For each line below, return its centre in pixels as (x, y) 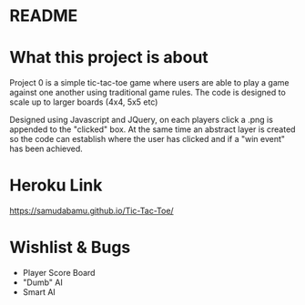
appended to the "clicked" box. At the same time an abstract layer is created (152, 129)
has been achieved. (46, 149)
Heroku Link (56, 185)
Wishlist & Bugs (70, 248)
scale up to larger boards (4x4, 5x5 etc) (84, 102)
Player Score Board (59, 273)
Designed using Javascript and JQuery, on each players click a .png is (141, 120)
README (44, 16)
